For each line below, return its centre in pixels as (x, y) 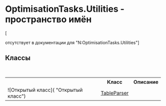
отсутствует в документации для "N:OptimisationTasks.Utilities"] (72, 42)
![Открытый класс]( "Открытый (45, 90)
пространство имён (48, 19)
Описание (146, 82)
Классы (18, 58)
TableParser (115, 93)
